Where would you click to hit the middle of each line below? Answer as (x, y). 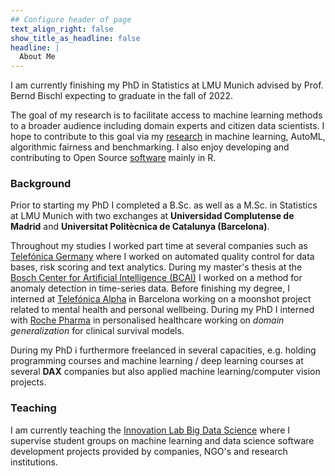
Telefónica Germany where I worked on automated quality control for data (162, 257)
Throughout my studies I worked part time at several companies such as (159, 246)
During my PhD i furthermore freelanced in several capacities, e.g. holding (163, 350)
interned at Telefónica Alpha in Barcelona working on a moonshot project (161, 299)
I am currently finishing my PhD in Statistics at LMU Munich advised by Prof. (167, 85)
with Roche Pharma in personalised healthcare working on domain (147, 320)
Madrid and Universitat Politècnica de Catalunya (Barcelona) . (140, 227)
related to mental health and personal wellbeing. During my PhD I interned (162, 310)
